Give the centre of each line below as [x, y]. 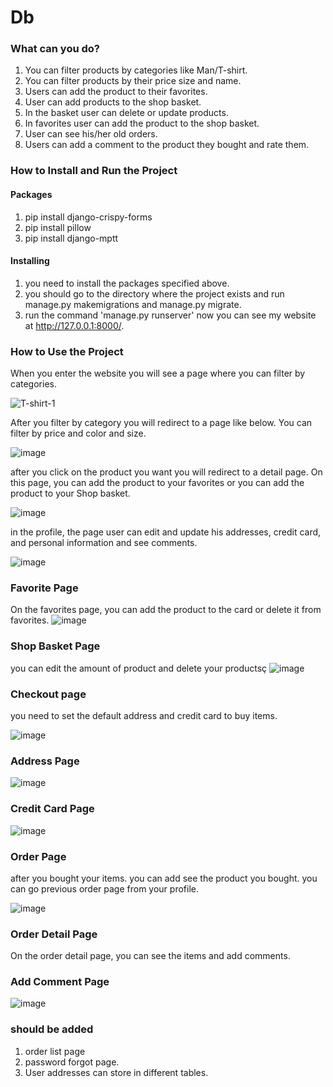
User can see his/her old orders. [91, 134]
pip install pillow [58, 227]
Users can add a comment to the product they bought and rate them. [167, 145]
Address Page [45, 761]
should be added [52, 1029]
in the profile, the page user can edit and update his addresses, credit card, [166, 532]
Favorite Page [44, 588]
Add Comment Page [60, 982]
